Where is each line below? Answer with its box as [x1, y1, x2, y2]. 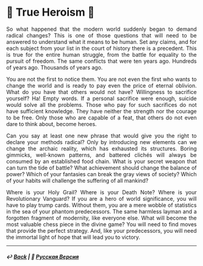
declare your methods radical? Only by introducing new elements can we [6, 138, 197, 145]
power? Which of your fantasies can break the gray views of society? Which [6, 170, 197, 177]
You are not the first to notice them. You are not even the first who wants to [6, 75, 197, 83]
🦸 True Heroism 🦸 [6, 5, 95, 19]
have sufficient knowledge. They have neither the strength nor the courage [6, 107, 197, 115]
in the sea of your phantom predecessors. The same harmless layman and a [6, 207, 197, 215]
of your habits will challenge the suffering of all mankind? [6, 177, 149, 184]
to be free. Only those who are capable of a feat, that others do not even [6, 114, 197, 121]
